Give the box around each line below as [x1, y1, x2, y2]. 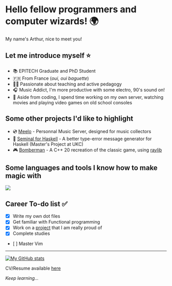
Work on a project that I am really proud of [12, 225, 102, 231]
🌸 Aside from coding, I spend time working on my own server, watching [12, 94, 164, 100]
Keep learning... [5, 275, 39, 281]
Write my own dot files [12, 213, 60, 219]
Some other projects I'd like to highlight [5, 114, 134, 123]
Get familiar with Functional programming [12, 219, 100, 225]
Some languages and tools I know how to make [5, 163, 158, 172]
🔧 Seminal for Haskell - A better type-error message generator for [12, 136, 152, 142]
